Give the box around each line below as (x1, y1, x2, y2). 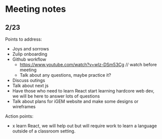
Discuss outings (12, 78, 46, 83)
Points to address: (5, 36, 42, 42)
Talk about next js (12, 83, 49, 89)
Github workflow (12, 56, 47, 62)
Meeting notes (5, 3, 66, 15)
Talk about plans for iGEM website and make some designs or (12, 98, 139, 104)
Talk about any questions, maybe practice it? (19, 72, 111, 78)
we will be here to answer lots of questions (12, 93, 100, 99)
